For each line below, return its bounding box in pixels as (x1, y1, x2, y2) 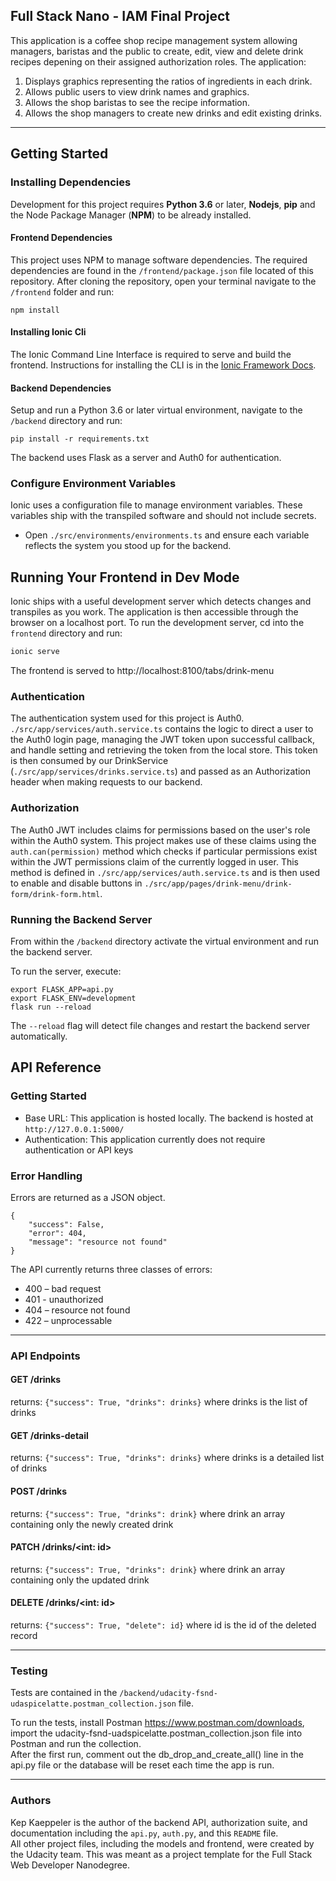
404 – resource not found (24, 1304, 131, 1316)
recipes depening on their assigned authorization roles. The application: (10, 55, 307, 68)
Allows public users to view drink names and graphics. (24, 85, 250, 98)
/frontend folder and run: (10, 285, 115, 298)
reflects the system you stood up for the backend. (24, 540, 232, 552)
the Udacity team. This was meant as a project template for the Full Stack (10, 1848, 313, 1860)
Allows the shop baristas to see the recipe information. (24, 96, 251, 108)
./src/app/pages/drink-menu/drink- (144, 879, 293, 889)
